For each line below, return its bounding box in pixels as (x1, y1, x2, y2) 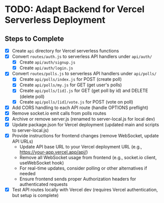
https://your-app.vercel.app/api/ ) (19, 149, 88, 155)
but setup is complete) (12, 192, 59, 198)
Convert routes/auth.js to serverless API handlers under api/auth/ (12, 54, 152, 60)
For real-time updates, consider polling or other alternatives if (19, 165, 147, 171)
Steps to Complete (5, 34, 64, 43)
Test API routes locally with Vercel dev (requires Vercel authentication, (12, 186, 158, 192)
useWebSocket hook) (19, 160, 64, 166)
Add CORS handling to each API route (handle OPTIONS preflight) (12, 105, 149, 111)
